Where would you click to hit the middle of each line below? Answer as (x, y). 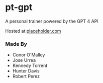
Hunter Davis (26, 71)
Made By (16, 44)
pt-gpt (19, 7)
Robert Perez (26, 76)
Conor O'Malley (29, 55)
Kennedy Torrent (30, 66)
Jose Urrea (24, 60)
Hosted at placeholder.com (33, 31)
